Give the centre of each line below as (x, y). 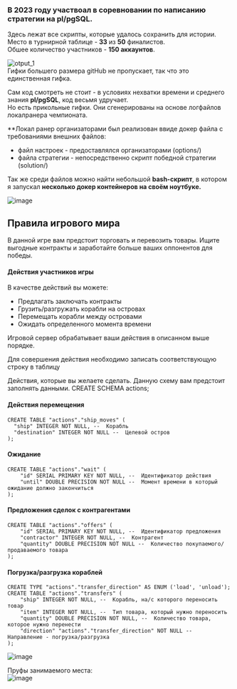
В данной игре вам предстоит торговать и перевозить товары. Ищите (114, 240)
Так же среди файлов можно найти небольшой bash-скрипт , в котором (117, 179)
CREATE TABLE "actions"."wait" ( (57, 469)
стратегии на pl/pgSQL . (50, 19)
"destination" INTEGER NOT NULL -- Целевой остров (92, 432)
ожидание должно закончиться (51, 488)
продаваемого (27, 550)
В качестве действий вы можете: (58, 287)
